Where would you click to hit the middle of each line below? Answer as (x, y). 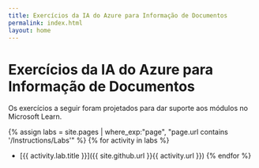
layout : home (30, 30)
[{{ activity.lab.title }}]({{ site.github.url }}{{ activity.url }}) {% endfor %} (135, 156)
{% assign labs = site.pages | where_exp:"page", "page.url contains (118, 132)
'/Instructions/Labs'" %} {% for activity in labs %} (89, 140)
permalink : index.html (45, 23)
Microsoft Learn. (35, 116)
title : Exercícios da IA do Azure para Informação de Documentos (118, 15)
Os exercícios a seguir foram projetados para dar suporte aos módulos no (128, 109)
